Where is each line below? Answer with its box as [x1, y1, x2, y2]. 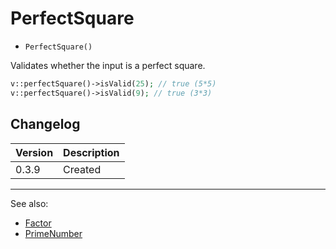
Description [63, 145, 120, 159]
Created [63, 162, 102, 176]
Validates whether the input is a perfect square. [10, 59, 206, 71]
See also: [10, 197, 49, 209]
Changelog [10, 116, 81, 133]
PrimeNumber [24, 227, 83, 239]
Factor [24, 217, 52, 229]
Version [15, 145, 54, 159]
